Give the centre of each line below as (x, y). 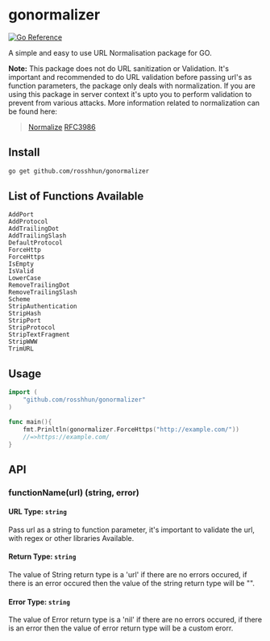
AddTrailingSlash (37, 236)
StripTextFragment (39, 335)
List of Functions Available (76, 197)
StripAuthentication (43, 307)
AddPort (21, 215)
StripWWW (23, 342)
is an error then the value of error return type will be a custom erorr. (121, 628)
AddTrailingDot (34, 229)
